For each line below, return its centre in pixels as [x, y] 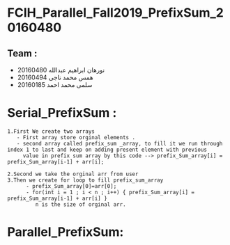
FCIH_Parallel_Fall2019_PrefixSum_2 [116, 13]
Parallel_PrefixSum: [66, 232]
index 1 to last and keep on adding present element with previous [107, 150]
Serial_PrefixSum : [62, 113]
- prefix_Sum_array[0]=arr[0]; [71, 186]
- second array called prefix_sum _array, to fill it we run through [120, 143]
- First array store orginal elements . [76, 137]
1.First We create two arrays [51, 131]
